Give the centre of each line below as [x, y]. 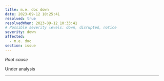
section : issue [20, 46]
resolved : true [20, 18]
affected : [15, 37]
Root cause [17, 59]
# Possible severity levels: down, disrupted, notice [61, 28]
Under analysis [20, 69]
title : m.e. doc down [27, 9]
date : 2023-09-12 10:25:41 [32, 14]
